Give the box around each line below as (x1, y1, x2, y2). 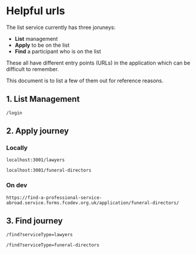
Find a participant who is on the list (14, 47, 101, 54)
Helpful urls (6, 4, 65, 18)
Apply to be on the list (14, 41, 69, 49)
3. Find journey (6, 216, 63, 226)
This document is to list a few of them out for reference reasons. (6, 77, 164, 84)
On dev (6, 181, 28, 189)
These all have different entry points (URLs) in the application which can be (6, 59, 191, 66)
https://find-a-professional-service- (6, 194, 102, 201)
